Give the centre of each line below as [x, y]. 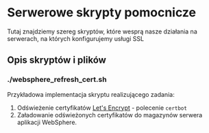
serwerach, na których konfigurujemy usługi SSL [76, 38]
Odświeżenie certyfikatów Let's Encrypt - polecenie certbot [102, 108]
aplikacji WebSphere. [47, 122]
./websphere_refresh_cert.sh [57, 80]
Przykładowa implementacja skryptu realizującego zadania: [91, 94]
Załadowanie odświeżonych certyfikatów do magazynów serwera [110, 115]
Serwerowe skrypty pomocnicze [102, 13]
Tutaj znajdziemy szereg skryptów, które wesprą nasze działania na [102, 31]
